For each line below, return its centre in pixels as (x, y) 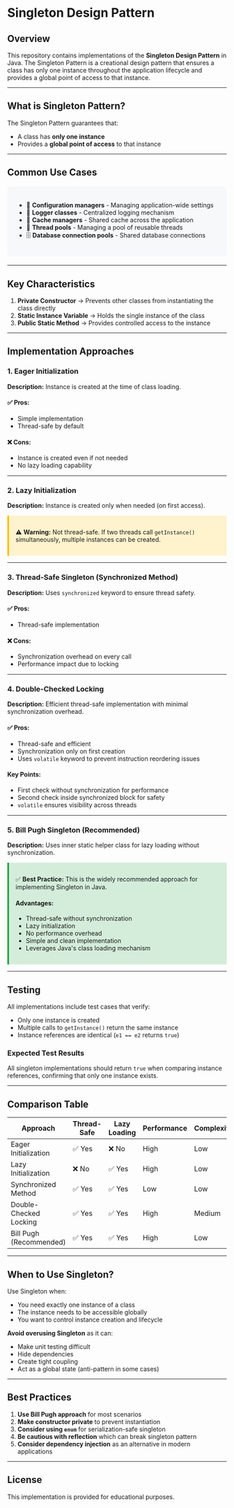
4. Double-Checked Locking (56, 689)
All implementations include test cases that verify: (79, 1006)
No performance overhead (64, 933)
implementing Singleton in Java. (62, 887)
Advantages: (35, 903)
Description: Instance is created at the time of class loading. (94, 386)
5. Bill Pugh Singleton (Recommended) (74, 830)
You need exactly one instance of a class (76, 1305)
